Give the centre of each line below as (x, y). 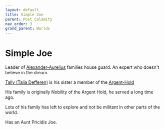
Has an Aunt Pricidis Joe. (31, 122)
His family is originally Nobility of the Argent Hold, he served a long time (79, 92)
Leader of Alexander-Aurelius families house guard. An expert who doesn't (82, 67)
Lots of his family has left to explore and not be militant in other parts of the (83, 107)
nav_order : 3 (19, 24)
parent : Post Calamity (29, 19)
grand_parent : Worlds (28, 29)
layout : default (22, 10)
